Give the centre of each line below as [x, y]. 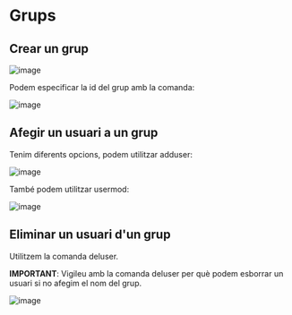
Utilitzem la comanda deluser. [64, 256]
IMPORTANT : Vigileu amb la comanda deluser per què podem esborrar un [146, 273]
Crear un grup [49, 49]
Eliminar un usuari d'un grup [90, 235]
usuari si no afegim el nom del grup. [75, 283]
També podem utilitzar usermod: [69, 189]
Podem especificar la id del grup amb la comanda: [102, 87]
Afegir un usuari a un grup [84, 133]
